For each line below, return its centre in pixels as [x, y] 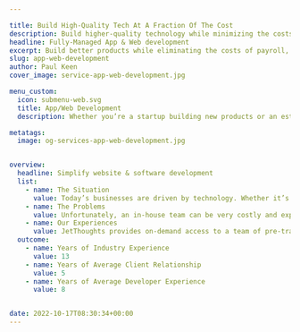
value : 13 [51, 256]
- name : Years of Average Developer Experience [115, 281]
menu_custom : [33, 91]
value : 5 [49, 273]
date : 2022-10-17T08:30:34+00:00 [71, 314]
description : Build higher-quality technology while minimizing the [139, 34]
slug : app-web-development [59, 59]
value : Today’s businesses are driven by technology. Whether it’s [161, 198]
